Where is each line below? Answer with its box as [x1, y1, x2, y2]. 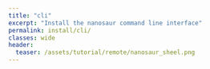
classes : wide [8, 33, 56, 42]
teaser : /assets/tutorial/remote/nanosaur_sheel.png [15, 48, 196, 56]
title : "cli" [8, 11, 52, 20]
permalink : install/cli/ [8, 26, 91, 34]
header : [8, 41, 34, 49]
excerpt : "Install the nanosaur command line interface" [8, 19, 203, 27]
